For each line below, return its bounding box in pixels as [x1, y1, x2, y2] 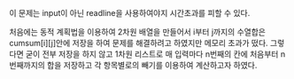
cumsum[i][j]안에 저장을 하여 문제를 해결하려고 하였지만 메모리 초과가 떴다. [9, 38, 268, 48]
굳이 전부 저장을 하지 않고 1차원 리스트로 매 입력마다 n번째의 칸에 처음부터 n [25, 49, 286, 59]
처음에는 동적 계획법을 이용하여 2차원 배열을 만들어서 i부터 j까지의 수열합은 [9, 27, 266, 37]
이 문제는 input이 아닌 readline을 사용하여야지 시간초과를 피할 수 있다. [9, 8, 251, 18]
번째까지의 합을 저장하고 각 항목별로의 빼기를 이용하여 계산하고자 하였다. [9, 60, 258, 70]
